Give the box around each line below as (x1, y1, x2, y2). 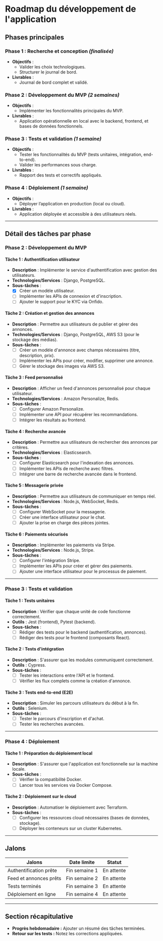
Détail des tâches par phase (5, 230, 91, 238)
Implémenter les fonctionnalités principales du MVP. (19, 108, 124, 114)
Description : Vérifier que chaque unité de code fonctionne (12, 608, 131, 614)
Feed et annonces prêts (7, 875, 62, 882)
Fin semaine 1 (65, 867, 98, 874)
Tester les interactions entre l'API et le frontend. (19, 672, 115, 678)
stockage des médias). (12, 337, 58, 343)
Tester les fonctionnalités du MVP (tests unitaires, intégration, (19, 152, 143, 158)
